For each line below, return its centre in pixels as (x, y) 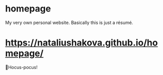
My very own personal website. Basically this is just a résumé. (69, 22)
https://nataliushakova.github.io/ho (81, 43)
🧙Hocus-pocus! (21, 67)
